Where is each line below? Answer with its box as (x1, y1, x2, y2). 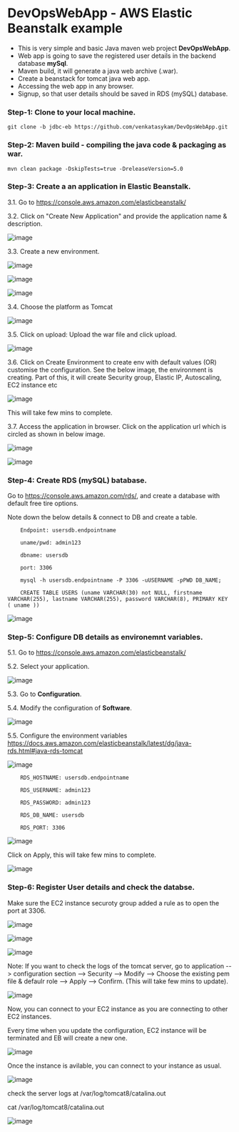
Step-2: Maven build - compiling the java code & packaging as (7, 140, 227, 150)
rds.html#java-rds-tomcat (7, 747, 83, 755)
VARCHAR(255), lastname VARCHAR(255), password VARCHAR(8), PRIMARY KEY (7, 595, 228, 603)
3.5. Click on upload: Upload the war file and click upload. (7, 330, 177, 339)
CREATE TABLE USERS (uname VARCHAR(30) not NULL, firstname (20, 590, 203, 597)
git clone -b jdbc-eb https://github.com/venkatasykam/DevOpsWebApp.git (7, 124, 228, 131)
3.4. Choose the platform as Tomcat (7, 302, 113, 311)
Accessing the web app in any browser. (17, 81, 134, 90)
